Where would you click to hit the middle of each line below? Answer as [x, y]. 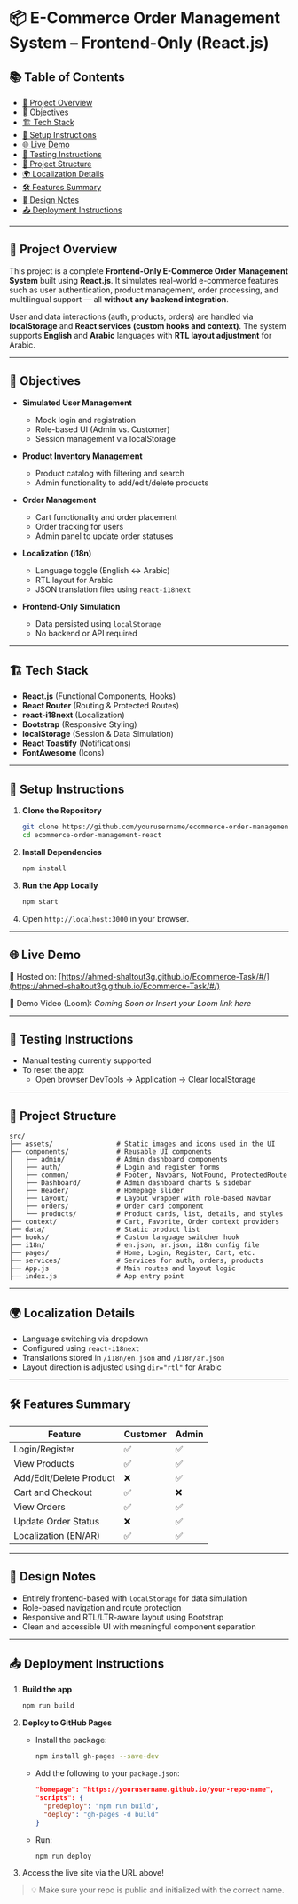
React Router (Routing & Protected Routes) [101, 706]
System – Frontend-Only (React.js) [139, 43]
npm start [40, 901]
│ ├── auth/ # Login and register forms [114, 1168]
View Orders [39, 1507]
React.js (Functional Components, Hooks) [99, 696]
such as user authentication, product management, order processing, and [144, 290]
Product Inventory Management [82, 456]
